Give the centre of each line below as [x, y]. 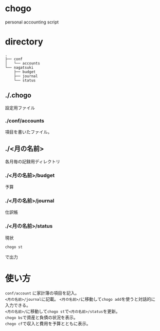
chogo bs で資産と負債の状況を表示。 [42, 317]
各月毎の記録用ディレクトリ [33, 161]
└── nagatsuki [19, 67]
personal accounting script [32, 22]
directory [24, 42]
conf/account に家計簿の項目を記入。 [42, 293]
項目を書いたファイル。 [28, 132]
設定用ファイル [20, 107]
